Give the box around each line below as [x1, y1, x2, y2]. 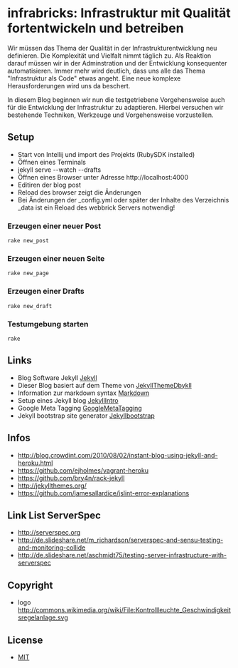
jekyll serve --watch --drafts [17, 165, 102, 174]
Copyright [7, 579, 53, 591]
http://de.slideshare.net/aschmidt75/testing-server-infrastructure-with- [17, 551, 227, 560]
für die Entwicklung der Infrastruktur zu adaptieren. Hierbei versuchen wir [7, 103, 224, 111]
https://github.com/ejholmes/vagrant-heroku [17, 466, 149, 475]
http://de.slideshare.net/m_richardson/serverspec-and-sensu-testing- [17, 536, 224, 545]
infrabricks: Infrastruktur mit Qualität [7, 5, 231, 21]
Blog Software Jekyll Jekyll [17, 373, 97, 382]
